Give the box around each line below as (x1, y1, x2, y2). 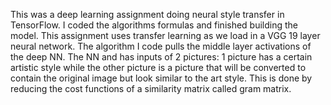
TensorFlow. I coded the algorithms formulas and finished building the (10, 19, 299, 31)
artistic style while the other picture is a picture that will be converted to (10, 62, 307, 73)
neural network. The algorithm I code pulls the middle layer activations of (10, 40, 312, 52)
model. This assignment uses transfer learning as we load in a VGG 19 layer (10, 30, 321, 41)
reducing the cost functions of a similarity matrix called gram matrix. (10, 83, 292, 94)
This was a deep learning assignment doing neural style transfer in (10, 9, 285, 20)
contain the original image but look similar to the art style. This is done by (10, 72, 313, 84)
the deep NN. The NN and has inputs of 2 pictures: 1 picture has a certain (10, 51, 313, 63)
